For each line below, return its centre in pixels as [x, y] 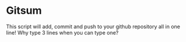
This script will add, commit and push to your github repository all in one [93, 26]
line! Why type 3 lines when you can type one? [62, 32]
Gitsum [24, 11]
